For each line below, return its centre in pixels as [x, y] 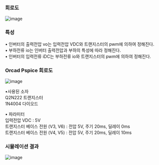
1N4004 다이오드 [22, 104]
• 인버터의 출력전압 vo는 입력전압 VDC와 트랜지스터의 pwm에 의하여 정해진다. [80, 44]
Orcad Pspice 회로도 [29, 70]
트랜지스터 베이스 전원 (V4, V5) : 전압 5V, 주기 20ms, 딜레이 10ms [68, 132]
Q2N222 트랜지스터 [24, 97]
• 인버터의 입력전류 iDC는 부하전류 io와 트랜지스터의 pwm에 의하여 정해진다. [78, 56]
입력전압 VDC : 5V [23, 120]
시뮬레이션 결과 [22, 146]
